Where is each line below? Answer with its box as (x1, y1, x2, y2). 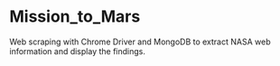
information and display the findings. (9, 45, 146, 56)
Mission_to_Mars (9, 6, 141, 27)
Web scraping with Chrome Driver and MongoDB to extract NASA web (9, 36, 271, 47)
